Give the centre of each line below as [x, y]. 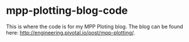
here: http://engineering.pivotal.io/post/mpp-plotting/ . [71, 32]
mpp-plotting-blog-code [67, 11]
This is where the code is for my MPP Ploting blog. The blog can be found [95, 26]
